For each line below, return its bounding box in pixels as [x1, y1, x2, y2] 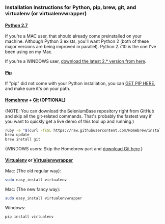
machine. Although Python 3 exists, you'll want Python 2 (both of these [5, 38, 149, 44]
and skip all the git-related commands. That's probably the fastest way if [5, 113, 152, 119]
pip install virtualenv [5, 214, 54, 220]
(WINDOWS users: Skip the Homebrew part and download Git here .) [5, 146, 143, 152]
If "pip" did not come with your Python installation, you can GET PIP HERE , [5, 81, 156, 86]
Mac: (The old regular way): [5, 168, 61, 174]
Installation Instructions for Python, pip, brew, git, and [5, 4, 137, 11]
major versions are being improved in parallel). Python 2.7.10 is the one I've [5, 44, 156, 50]
